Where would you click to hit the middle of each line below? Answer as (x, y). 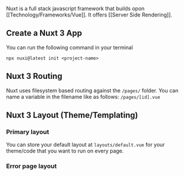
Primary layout (28, 132)
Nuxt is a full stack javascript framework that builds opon (75, 9)
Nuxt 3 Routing (34, 76)
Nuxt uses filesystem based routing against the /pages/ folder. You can (92, 90)
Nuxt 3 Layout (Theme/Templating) (72, 115)
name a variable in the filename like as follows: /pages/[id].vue (83, 97)
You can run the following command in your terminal (70, 47)
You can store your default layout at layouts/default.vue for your (86, 145)
